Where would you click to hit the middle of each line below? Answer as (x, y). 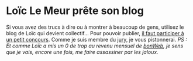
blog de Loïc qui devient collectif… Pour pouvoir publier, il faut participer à (95, 33)
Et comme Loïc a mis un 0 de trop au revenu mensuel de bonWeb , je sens (95, 46)
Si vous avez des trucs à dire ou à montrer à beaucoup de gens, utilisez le (95, 27)
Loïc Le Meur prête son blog (75, 11)
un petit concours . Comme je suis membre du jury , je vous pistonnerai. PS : (96, 39)
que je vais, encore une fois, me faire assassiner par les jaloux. (82, 52)
